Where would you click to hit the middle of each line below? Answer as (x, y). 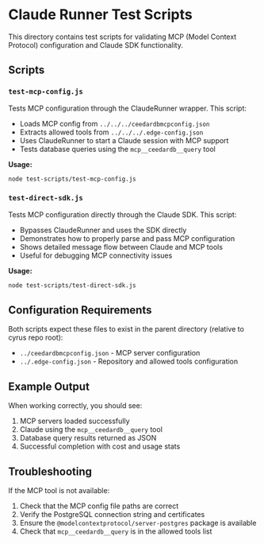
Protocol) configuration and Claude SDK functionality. (96, 45)
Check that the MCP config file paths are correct (99, 506)
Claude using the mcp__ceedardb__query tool (91, 429)
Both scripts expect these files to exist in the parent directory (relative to (126, 329)
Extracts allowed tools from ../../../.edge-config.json (111, 132)
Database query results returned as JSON (88, 438)
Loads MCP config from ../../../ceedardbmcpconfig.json (115, 123)
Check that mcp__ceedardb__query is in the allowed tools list (116, 531)
